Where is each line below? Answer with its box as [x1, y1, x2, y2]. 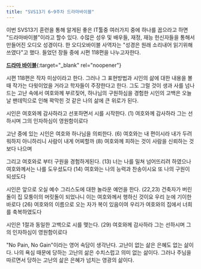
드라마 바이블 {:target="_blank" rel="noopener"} [6, 61, 122, 69]
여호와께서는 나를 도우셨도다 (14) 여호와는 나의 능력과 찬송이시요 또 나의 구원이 [6, 165, 190, 172]
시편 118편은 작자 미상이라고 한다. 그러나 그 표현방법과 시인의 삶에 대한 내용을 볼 [6, 74, 193, 81]
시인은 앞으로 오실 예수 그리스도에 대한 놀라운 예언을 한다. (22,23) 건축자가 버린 [6, 185, 193, 193]
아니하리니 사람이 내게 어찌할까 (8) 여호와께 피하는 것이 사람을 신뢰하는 [22, 137, 188, 144]
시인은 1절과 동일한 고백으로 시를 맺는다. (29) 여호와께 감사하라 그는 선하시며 [6, 221, 185, 228]
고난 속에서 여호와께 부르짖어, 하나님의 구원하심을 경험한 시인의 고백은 [17, 89, 181, 96]
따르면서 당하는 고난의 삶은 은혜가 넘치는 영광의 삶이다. [6, 256, 134, 264]
